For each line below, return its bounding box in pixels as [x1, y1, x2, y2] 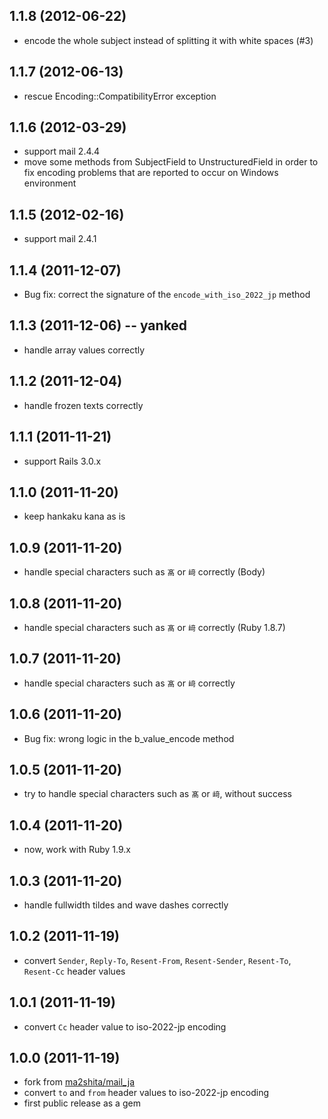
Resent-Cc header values [23, 965, 126, 977]
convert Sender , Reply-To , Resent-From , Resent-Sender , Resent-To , [23, 954, 292, 966]
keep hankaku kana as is [23, 510, 126, 523]
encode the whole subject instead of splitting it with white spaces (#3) [23, 34, 314, 46]
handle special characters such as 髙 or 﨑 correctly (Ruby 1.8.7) [23, 621, 286, 633]
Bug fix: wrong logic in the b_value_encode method [23, 732, 235, 744]
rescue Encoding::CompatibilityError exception [23, 90, 217, 102]
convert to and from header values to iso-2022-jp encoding [23, 1087, 270, 1099]
